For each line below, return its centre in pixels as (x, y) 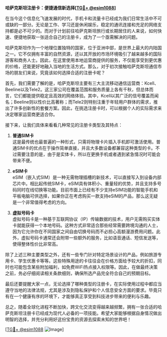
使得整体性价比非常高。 (36, 244)
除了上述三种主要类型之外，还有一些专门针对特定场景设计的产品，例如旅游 (81, 254)
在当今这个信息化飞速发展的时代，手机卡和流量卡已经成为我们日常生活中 (79, 18)
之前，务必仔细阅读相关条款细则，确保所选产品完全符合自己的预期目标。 (79, 273)
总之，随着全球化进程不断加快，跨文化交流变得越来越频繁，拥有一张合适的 (81, 307)
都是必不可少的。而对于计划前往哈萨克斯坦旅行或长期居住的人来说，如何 (83, 31)
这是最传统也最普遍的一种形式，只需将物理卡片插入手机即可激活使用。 (84, 142)
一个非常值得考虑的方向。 (43, 202)
